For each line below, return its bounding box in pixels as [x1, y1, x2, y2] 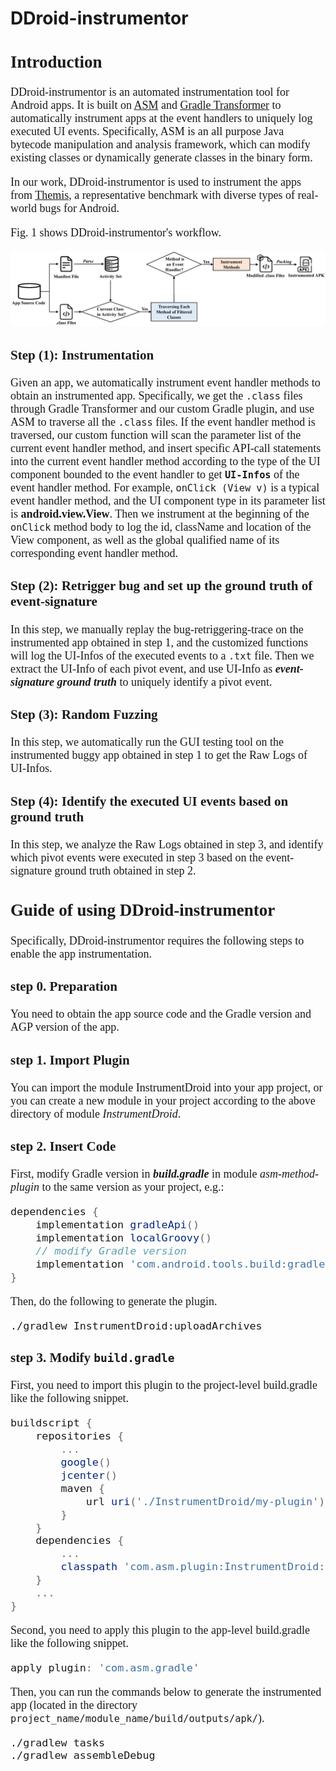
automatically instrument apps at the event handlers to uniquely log [10, 112, 313, 126]
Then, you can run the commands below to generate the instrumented [10, 1685, 322, 1699]
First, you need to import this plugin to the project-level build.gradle [10, 1378, 318, 1392]
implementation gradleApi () [35, 1218, 200, 1232]
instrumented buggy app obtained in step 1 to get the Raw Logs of [10, 748, 308, 762]
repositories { [35, 1429, 125, 1443]
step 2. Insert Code [10, 1138, 117, 1155]
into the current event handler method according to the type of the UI [10, 455, 321, 468]
